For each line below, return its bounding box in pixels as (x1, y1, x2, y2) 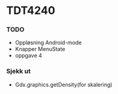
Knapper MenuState (15, 45, 65, 53)
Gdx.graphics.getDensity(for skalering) (15, 81, 113, 88)
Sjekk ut (6, 67, 31, 76)
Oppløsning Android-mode (15, 39, 82, 46)
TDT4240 (6, 4, 56, 18)
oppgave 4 (15, 52, 42, 59)
